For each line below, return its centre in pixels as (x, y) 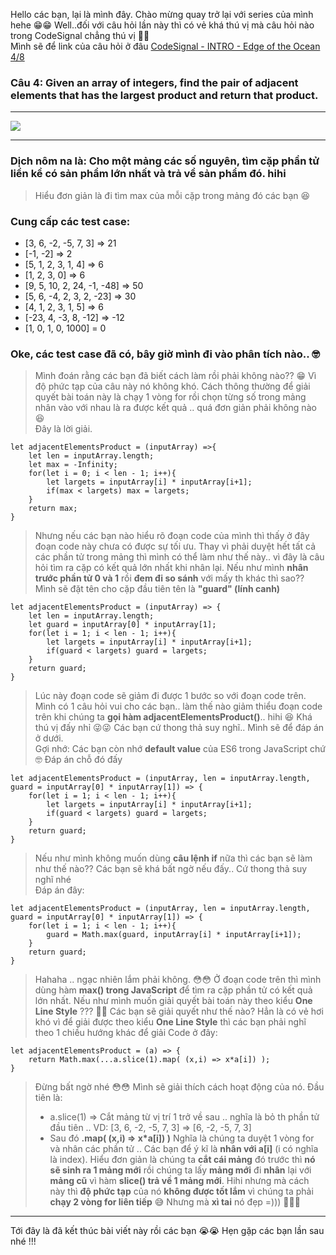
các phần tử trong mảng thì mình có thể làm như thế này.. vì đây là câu (179, 557)
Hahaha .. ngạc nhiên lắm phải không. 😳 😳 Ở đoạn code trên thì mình (178, 980)
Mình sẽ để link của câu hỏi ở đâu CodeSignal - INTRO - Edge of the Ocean (165, 46)
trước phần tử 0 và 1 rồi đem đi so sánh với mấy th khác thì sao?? (169, 578)
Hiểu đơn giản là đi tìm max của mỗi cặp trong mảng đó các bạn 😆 (172, 195)
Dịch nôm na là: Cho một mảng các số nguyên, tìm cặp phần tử (165, 161)
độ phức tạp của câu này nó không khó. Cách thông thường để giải (172, 386)
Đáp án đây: (59, 890)
